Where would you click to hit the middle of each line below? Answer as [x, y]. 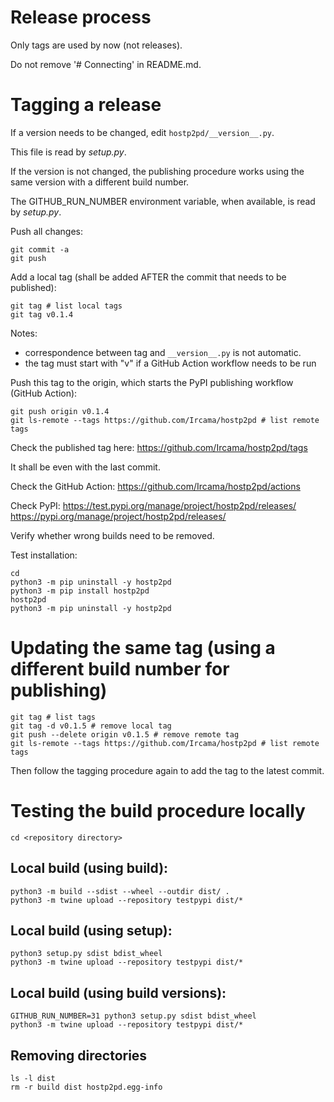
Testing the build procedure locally [158, 811]
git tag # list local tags [66, 306]
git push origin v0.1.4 [60, 411]
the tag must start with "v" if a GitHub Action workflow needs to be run [170, 363]
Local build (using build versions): [118, 992]
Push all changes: [46, 231]
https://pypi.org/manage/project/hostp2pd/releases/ [118, 516]
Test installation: [44, 555]
